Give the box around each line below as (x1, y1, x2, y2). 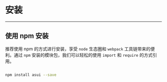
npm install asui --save (5, 72, 57, 77)
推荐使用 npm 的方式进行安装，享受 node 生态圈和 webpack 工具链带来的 (5, 45, 151, 52)
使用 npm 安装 (5, 32, 49, 40)
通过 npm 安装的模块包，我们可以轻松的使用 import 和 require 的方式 (13, 52, 153, 58)
